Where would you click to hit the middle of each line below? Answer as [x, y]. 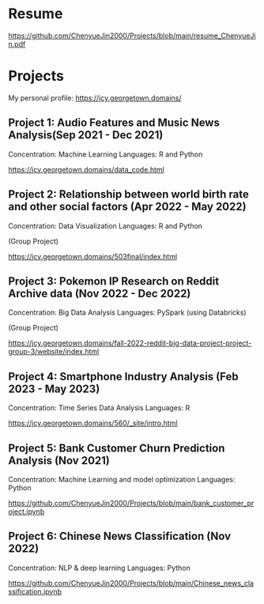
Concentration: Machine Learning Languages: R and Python [106, 154]
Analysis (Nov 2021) [59, 461]
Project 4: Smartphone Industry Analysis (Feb [123, 376]
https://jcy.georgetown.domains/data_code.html [86, 169]
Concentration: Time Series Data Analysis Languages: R [99, 408]
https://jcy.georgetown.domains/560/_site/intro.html [93, 423]
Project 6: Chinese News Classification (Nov [120, 536]
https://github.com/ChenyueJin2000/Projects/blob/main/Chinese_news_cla [131, 583]
